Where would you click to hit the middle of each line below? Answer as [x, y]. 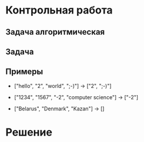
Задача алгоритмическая [55, 32]
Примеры [24, 72]
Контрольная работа [59, 10]
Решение [29, 132]
